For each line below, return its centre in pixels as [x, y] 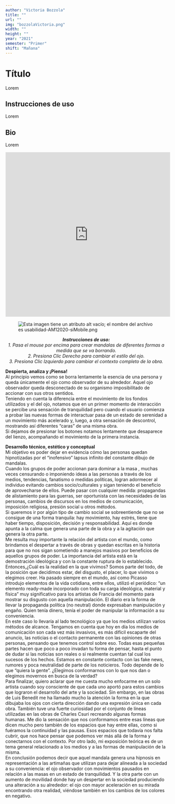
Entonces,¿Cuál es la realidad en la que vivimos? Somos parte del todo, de [84, 567]
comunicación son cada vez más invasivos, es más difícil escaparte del [81, 633]
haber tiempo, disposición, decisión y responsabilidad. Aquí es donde [79, 523]
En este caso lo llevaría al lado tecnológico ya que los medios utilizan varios [85, 621]
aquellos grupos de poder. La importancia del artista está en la [71, 556]
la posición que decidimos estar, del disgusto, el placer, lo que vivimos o [82, 572]
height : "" [17, 34]
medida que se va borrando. [86, 351]
